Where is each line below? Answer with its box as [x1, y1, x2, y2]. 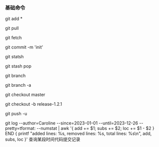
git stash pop [5, 63, 32, 69]
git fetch [5, 35, 22, 41]
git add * [5, 16, 23, 22]
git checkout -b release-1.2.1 [5, 101, 62, 107]
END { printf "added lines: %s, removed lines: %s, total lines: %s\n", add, [5, 131, 152, 137]
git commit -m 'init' [5, 44, 43, 50]
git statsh [5, 54, 24, 60]
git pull [5, 25, 19, 31]
